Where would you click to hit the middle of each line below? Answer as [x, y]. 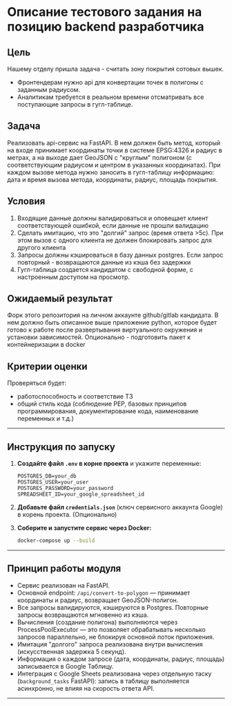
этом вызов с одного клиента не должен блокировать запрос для [114, 240]
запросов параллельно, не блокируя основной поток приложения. [116, 637]
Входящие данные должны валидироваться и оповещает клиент [113, 218]
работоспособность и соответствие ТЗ [75, 397]
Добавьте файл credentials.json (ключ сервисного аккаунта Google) [120, 507]
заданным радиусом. [49, 90]
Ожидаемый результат [60, 299]
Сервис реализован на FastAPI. [64, 585]
